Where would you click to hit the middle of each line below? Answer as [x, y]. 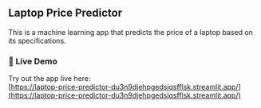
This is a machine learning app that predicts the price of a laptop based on [131, 32]
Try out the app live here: [49, 79]
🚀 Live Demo [33, 61]
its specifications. [37, 40]
